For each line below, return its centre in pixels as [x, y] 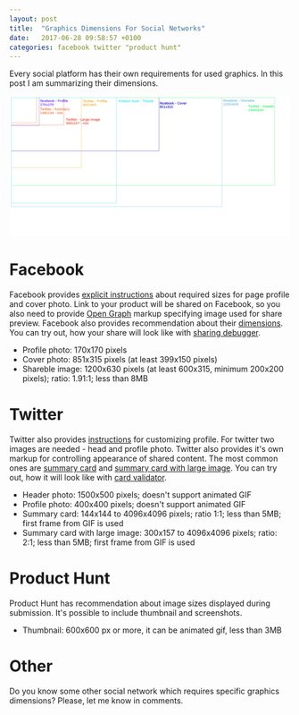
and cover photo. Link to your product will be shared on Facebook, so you [145, 304]
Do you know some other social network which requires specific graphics [144, 691]
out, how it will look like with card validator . [88, 478]
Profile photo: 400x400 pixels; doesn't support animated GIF [134, 505]
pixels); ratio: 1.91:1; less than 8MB [85, 379]
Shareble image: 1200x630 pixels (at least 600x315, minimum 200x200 [153, 369]
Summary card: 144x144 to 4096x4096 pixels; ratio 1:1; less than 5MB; [152, 514]
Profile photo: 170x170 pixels [75, 350]
